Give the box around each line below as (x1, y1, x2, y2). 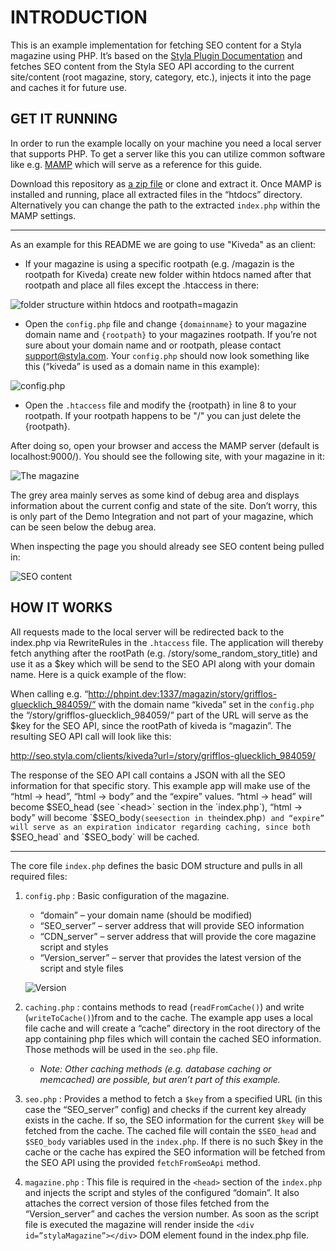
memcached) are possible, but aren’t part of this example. (39, 1073, 281, 1085)
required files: (10, 870, 68, 882)
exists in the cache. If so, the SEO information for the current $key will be (24, 1114, 325, 1126)
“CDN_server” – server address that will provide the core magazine (39, 930, 317, 942)
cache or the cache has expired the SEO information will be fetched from (24, 1146, 326, 1158)
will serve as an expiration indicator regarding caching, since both (10, 822, 311, 832)
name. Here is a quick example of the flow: (10, 668, 187, 680)
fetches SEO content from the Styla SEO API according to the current (10, 60, 295, 72)
